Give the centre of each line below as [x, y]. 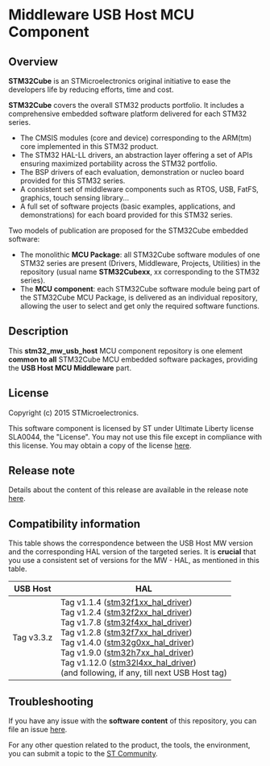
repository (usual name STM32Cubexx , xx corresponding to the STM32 [140, 272]
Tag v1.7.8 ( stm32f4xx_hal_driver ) [126, 623]
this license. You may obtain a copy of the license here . [100, 445]
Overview [33, 62]
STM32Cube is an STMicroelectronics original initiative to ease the [120, 81]
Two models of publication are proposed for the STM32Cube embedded [128, 230]
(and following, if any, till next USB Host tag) [143, 673]
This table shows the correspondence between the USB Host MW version [131, 543]
